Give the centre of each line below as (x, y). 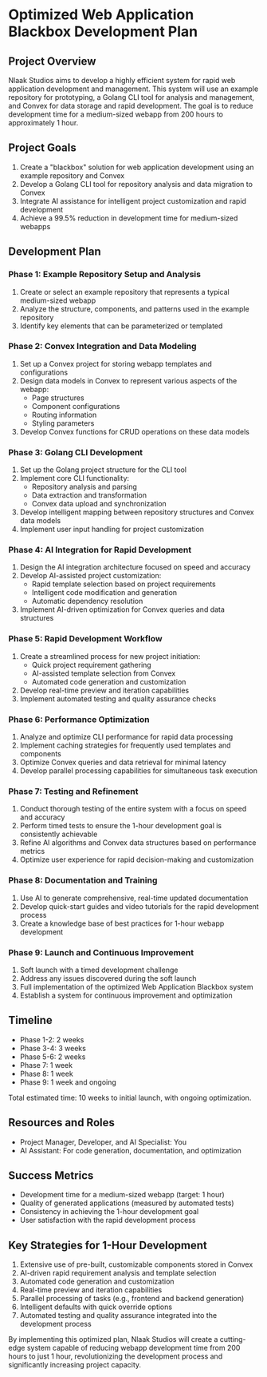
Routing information (64, 415)
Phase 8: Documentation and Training (83, 880)
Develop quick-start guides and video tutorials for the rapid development (139, 906)
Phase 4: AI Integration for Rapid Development (100, 550)
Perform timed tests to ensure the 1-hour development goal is (120, 826)
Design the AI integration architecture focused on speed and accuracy (135, 567)
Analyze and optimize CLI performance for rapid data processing (126, 736)
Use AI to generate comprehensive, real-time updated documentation (134, 898)
